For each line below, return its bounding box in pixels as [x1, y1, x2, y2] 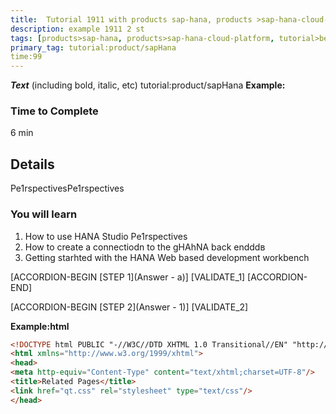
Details [10, 156, 55, 173]
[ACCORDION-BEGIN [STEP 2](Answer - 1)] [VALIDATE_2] [10, 301, 249, 313]
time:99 [10, 52, 43, 62]
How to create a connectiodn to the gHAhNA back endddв [24, 241, 266, 253]
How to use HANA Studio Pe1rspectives [24, 230, 188, 242]
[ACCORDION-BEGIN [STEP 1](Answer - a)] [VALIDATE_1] [10, 271, 246, 283]
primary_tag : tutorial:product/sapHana [10, 42, 177, 53]
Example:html [10, 320, 70, 332]
